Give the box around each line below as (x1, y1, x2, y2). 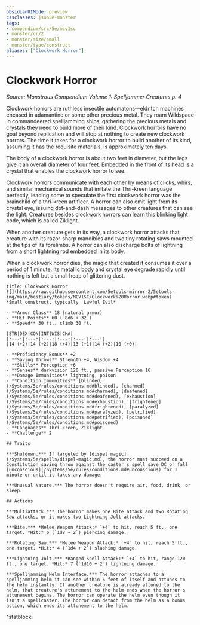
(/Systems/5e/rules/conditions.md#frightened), (6, 404, 127, 410)
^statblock (6, 613, 32, 620)
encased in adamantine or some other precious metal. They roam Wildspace (6, 111, 194, 118)
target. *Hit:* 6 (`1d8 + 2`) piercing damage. (6, 529, 127, 535)
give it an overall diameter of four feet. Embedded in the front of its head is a (6, 161, 194, 168)
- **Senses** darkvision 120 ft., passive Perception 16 (6, 367, 151, 373)
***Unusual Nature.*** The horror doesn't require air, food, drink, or (6, 482, 191, 488)
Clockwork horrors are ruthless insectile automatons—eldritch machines (6, 105, 184, 112)
